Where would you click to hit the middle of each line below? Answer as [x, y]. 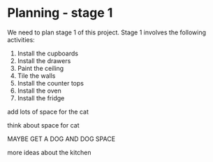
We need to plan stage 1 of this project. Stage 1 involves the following [107, 32]
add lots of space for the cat [48, 112]
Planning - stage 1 [60, 13]
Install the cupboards [48, 53]
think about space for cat [43, 125]
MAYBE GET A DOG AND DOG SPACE [61, 139]
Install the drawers [44, 60]
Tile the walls [36, 76]
